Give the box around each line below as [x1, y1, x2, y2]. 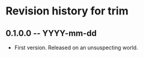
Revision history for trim [5, 4, 128, 18]
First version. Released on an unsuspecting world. [14, 44, 139, 51]
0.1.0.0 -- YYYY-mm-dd [5, 28, 97, 38]
